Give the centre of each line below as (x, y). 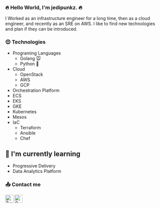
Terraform (30, 127)
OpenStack (32, 74)
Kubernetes (24, 111)
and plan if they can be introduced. (41, 29)
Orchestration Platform (36, 90)
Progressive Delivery (34, 166)
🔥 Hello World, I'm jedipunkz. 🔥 (44, 8)
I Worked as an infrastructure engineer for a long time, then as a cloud (78, 19)
